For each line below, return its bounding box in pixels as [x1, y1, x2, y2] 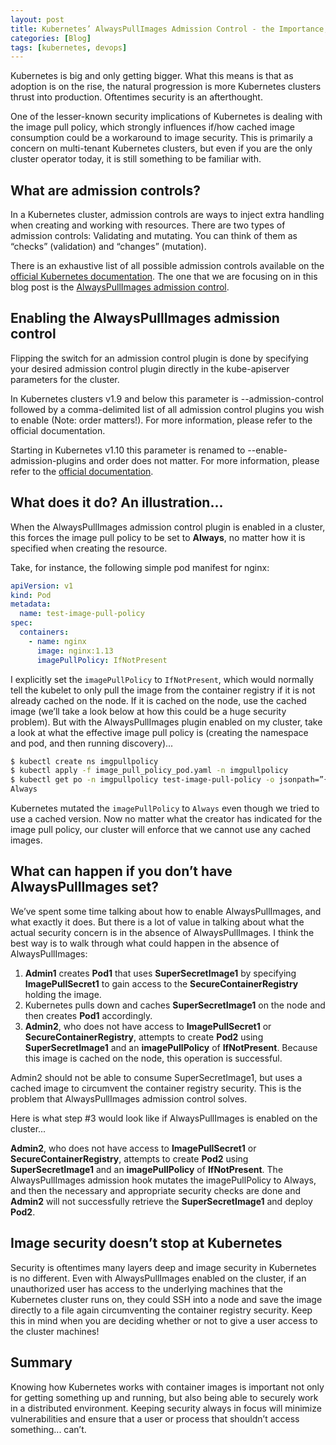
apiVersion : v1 [10, 581, 74, 591]
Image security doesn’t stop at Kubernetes [10, 1235, 283, 1252]
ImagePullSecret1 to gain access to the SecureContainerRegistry [24, 977, 299, 990]
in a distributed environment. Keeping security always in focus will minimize [10, 1402, 322, 1414]
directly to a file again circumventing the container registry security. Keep [10, 1304, 313, 1316]
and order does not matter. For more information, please [88, 454, 320, 466]
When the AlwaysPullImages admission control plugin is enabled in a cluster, [10, 521, 326, 533]
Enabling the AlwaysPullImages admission [10, 310, 280, 327]
